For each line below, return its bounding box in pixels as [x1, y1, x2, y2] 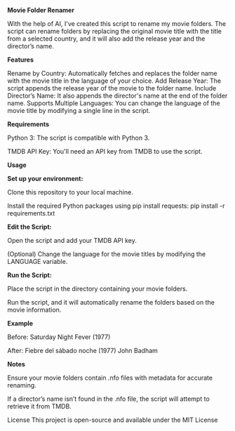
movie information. [7, 305, 62, 314]
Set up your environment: [7, 175, 83, 183]
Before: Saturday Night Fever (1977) [7, 333, 111, 341]
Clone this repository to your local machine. [7, 188, 133, 196]
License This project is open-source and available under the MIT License [7, 416, 218, 424]
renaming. [7, 381, 36, 389]
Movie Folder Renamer [7, 6, 75, 14]
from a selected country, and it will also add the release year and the [7, 34, 206, 43]
